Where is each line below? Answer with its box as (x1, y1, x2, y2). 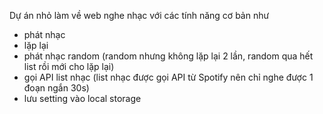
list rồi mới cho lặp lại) (23, 61, 115, 72)
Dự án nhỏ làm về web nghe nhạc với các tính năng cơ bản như (9, 10, 270, 21)
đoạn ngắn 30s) (23, 82, 90, 94)
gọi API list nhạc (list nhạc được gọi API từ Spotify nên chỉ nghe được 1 (23, 71, 314, 83)
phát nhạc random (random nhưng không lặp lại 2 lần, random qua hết (23, 50, 314, 62)
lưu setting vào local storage (23, 93, 142, 104)
